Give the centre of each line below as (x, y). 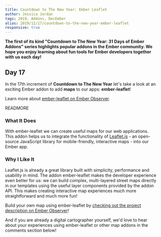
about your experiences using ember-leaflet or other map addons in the (77, 225)
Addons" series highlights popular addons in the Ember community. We (79, 47)
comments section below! (31, 230)
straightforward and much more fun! (41, 196)
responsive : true (23, 28)
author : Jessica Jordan (29, 14)
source (12, 142)
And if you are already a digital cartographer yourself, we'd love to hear (76, 220)
